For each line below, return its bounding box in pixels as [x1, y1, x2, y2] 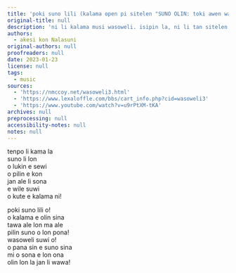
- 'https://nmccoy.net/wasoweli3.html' [13, 89, 131, 96]
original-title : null [7, 17, 71, 24]
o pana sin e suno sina [7, 243, 72, 252]
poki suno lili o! [7, 205, 51, 215]
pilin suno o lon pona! [7, 228, 70, 236]
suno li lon [7, 155, 37, 163]
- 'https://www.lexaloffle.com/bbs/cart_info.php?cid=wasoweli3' [13, 96, 209, 103]
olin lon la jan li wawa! [7, 258, 71, 267]
